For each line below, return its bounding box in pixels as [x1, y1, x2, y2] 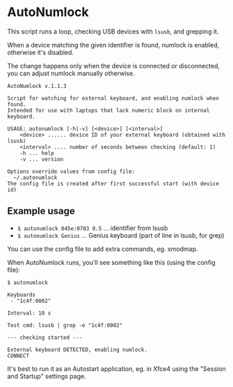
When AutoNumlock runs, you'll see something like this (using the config [7, 258, 216, 266]
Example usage [7, 205, 75, 217]
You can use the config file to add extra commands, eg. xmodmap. [7, 245, 198, 253]
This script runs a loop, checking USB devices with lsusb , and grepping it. [7, 27, 219, 36]
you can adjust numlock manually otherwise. [7, 69, 136, 77]
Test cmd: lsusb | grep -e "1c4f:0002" [7, 321, 123, 328]
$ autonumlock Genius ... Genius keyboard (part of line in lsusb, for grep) [17, 231, 225, 239]
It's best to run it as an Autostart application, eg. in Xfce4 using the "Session [7, 364, 226, 373]
